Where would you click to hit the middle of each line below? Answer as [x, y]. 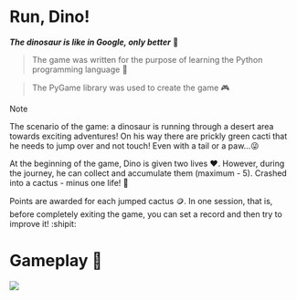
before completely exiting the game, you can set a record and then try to [146, 214]
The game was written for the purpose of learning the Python [147, 59]
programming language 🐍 [80, 69]
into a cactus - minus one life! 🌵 [69, 182]
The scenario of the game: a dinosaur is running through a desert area [142, 126]
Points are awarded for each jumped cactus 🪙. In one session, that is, [141, 201]
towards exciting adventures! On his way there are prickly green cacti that [148, 136]
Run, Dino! [50, 17]
